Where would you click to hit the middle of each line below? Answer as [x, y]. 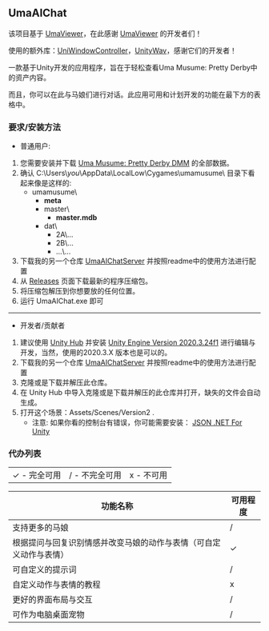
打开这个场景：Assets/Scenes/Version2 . [87, 413]
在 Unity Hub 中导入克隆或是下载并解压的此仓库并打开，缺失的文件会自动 [140, 393]
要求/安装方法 [35, 127]
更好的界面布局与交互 [53, 600]
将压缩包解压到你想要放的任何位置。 [80, 291]
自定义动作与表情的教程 [57, 585]
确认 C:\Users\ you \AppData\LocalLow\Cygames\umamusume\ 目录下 [134, 173]
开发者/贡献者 [42, 325]
